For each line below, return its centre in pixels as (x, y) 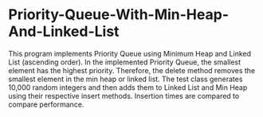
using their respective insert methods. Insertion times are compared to (124, 96)
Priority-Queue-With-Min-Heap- (119, 15)
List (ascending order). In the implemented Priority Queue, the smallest (125, 62)
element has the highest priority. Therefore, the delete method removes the (132, 70)
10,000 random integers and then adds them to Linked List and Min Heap (128, 87)
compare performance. (46, 104)
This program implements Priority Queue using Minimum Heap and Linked (130, 53)
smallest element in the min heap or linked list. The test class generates (126, 79)
